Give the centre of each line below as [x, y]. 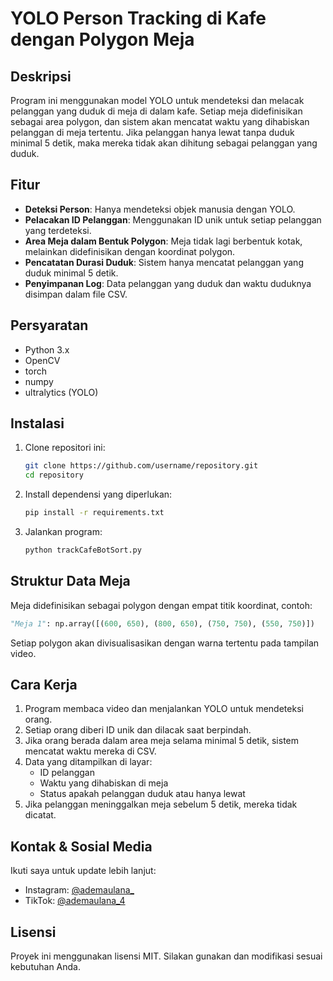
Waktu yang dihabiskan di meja [104, 783]
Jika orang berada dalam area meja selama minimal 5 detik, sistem [161, 741]
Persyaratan [49, 325]
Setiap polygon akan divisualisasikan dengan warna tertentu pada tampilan [165, 643]
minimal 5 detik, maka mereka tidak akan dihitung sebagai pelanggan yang [164, 143]
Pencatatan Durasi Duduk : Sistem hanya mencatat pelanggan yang [164, 262]
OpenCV [42, 360]
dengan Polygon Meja [102, 39]
